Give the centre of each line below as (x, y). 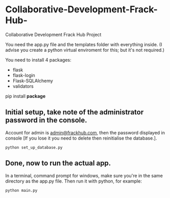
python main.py (21, 190)
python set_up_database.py (34, 147)
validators (23, 86)
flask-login (24, 75)
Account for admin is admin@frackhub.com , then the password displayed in (85, 132)
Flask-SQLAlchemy (33, 81)
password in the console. (46, 120)
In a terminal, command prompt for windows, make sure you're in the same (84, 175)
